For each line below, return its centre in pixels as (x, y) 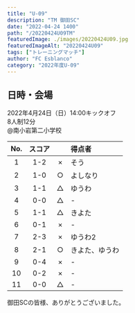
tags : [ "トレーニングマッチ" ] (46, 53)
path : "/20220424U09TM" (42, 33)
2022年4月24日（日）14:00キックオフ (62, 113)
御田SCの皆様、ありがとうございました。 (66, 303)
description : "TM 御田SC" (43, 20)
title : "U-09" (28, 14)
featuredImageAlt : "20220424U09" (55, 46)
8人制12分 (21, 121)
